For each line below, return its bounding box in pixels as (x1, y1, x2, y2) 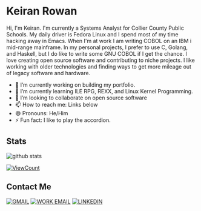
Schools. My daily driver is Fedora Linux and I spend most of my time (6, 30, 179, 38)
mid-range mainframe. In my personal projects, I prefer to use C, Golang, (6, 44, 188, 51)
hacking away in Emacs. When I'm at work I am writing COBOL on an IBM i (6, 37, 192, 44)
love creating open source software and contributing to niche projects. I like (6, 56, 195, 64)
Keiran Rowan (6, 4, 77, 18)
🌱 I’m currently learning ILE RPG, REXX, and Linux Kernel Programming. (15, 87, 193, 95)
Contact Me (6, 182, 51, 192)
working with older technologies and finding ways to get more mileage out (6, 62, 192, 70)
